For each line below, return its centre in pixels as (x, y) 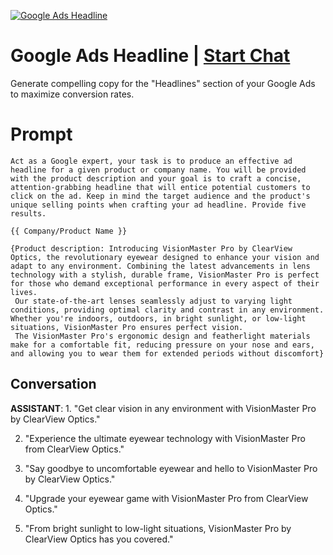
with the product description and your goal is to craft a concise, (156, 178)
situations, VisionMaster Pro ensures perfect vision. (127, 327)
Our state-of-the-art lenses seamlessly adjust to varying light (153, 301)
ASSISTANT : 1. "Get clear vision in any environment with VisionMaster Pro (163, 408)
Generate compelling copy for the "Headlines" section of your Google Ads (163, 83)
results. (28, 213)
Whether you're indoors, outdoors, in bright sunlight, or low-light (158, 318)
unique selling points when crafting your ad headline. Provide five (158, 205)
